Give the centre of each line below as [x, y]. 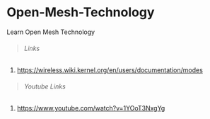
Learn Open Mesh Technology [51, 32]
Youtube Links [45, 86]
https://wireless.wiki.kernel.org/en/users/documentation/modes [110, 70]
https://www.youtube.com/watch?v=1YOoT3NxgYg [91, 108]
